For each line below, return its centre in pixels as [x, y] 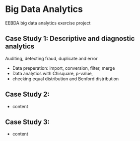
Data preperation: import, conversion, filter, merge [64, 68]
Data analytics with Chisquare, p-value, [53, 73]
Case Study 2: [27, 94]
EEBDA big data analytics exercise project [48, 23]
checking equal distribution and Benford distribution [66, 79]
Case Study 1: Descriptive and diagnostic [70, 39]
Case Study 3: [28, 122]
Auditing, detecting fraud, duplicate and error [51, 58]
